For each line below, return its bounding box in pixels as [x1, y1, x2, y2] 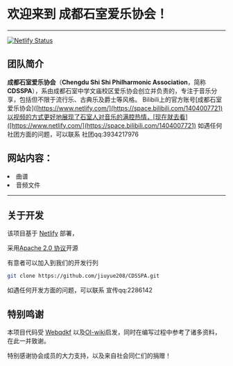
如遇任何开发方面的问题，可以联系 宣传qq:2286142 [7, 286, 153, 294]
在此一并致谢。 [7, 337, 50, 345]
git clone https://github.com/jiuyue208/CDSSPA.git [7, 272, 159, 280]
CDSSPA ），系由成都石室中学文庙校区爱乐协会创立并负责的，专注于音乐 [7, 86, 212, 94]
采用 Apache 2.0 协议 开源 [7, 244, 78, 252]
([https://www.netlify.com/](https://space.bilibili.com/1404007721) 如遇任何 [7, 121, 223, 129]
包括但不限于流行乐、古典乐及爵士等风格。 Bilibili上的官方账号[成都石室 [19, 95, 223, 103]
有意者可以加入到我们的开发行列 [7, 258, 98, 267]
